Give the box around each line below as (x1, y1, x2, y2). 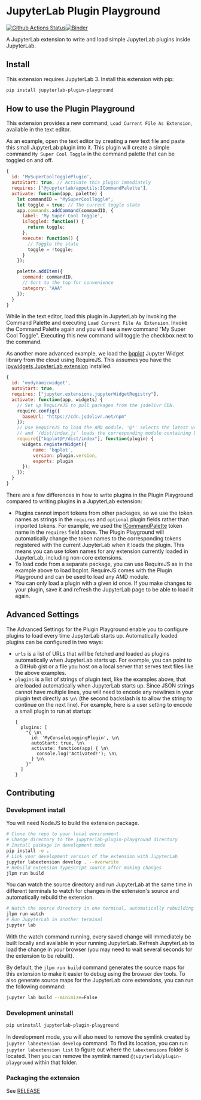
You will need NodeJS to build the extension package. (6, 820, 139, 827)
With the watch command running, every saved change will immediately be (6, 932, 191, 940)
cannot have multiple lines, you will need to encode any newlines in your (14, 688, 193, 695)
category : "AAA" (22, 285, 63, 291)
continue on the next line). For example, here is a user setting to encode (14, 701, 193, 708)
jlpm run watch (6, 911, 44, 917)
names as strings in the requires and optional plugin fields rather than (14, 515, 190, 523)
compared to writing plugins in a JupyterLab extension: (6, 497, 142, 505)
